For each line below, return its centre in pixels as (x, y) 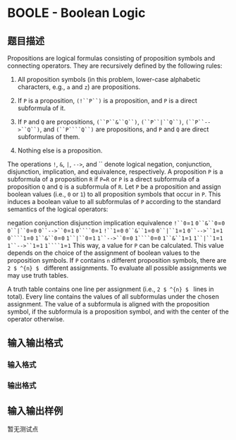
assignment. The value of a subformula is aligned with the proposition (108, 304)
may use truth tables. (38, 275)
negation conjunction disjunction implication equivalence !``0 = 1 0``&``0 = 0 (116, 223)
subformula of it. (41, 108)
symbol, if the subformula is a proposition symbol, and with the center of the (118, 311)
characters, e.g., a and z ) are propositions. (79, 87)
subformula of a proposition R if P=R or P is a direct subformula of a (104, 179)
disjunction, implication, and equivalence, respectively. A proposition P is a (115, 172)
